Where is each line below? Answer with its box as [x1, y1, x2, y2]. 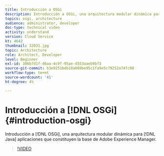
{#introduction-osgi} [5, 115, 92, 126]
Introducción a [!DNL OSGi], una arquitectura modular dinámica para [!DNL [5, 131, 155, 137]
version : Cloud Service [5, 35, 54, 39]
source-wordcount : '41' [5, 75, 54, 80]
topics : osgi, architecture [5, 16, 62, 21]
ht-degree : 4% [5, 79, 34, 84]
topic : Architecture [5, 48, 47, 52]
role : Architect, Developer [5, 52, 62, 57]
